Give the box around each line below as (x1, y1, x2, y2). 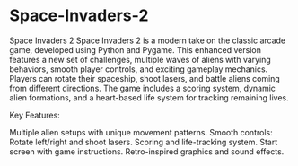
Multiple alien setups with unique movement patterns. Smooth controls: (9, 127, 273, 137)
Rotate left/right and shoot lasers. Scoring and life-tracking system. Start (9, 136, 278, 147)
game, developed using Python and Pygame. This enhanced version (9, 44, 262, 55)
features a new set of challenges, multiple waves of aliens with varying (9, 54, 271, 65)
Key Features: (9, 109, 60, 120)
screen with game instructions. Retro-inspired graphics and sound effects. (9, 145, 285, 157)
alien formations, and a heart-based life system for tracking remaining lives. (9, 92, 289, 103)
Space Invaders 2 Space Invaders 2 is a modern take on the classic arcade (9, 35, 286, 46)
